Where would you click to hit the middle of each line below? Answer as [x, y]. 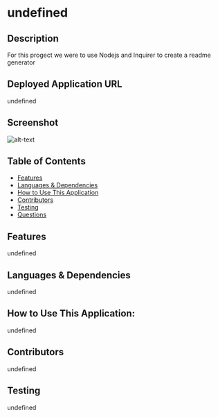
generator [21, 62]
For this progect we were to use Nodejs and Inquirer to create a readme [109, 55]
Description [33, 39]
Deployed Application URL [65, 84]
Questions [32, 215]
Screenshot [33, 123]
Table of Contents [47, 161]
